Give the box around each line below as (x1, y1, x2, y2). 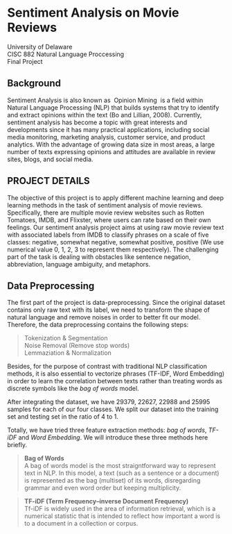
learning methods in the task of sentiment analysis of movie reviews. (7, 201, 203, 209)
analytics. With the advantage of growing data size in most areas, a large (7, 140, 215, 149)
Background (7, 78, 61, 90)
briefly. (7, 441, 28, 449)
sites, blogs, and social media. (7, 155, 93, 163)
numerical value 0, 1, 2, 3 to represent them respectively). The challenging (7, 245, 220, 253)
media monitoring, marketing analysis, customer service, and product (7, 133, 206, 141)
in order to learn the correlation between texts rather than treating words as (7, 377, 223, 385)
